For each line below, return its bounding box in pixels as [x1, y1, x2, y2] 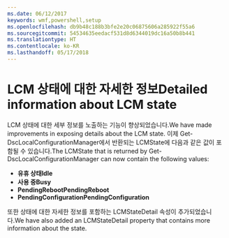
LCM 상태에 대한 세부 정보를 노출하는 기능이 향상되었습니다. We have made [7, 120, 212, 129]
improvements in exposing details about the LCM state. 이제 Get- [7, 129, 193, 137]
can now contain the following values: [100, 154, 209, 163]
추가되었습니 [177, 207, 212, 216]
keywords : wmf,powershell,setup [7, 17, 101, 24]
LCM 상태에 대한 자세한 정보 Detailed [7, 82, 208, 98]
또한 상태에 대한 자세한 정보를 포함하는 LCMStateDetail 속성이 [7, 207, 177, 216]
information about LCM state [7, 97, 177, 112]
